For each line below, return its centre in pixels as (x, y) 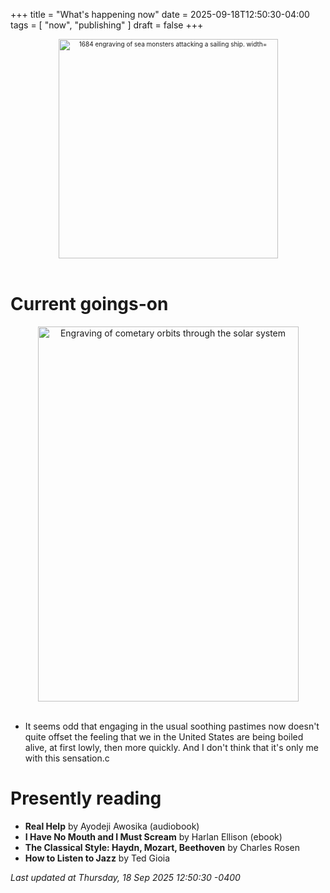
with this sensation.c (67, 758)
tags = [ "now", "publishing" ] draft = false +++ (107, 25)
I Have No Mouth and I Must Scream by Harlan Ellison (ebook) (153, 836)
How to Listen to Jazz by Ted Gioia (97, 858)
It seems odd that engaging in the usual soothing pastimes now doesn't (172, 726)
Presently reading (86, 798)
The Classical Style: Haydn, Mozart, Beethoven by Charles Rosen (162, 847)
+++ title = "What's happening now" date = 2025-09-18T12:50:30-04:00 (160, 14)
